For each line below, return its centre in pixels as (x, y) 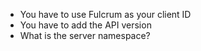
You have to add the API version (85, 25)
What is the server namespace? (85, 35)
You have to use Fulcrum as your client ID (105, 14)
